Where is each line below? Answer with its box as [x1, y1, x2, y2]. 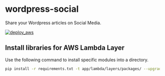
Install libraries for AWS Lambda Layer [5, 43, 125, 52]
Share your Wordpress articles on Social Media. [5, 20, 102, 26]
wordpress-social [5, 3, 79, 15]
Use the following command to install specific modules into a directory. [5, 57, 149, 63]
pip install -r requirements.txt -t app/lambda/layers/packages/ [5, 66, 141, 71]
